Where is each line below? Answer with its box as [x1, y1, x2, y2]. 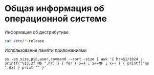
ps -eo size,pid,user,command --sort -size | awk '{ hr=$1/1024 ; [4, 57, 143, 61]
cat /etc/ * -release [4, 38, 44, 44]
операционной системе [4, 13, 107, 24]
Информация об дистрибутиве [4, 29, 69, 35]
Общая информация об [4, 3, 105, 14]
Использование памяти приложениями [4, 47, 87, 53]
